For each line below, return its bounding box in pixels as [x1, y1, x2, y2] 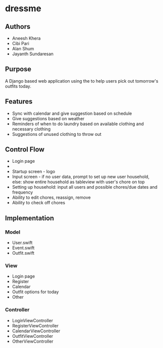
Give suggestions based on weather [12, 115, 85, 121]
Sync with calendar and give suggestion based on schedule [12, 110, 132, 116]
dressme [5, 3, 41, 14]
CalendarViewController [12, 328, 60, 334]
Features [5, 97, 33, 106]
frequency [12, 189, 33, 196]
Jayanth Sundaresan [12, 51, 54, 57]
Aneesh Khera [12, 35, 41, 41]
